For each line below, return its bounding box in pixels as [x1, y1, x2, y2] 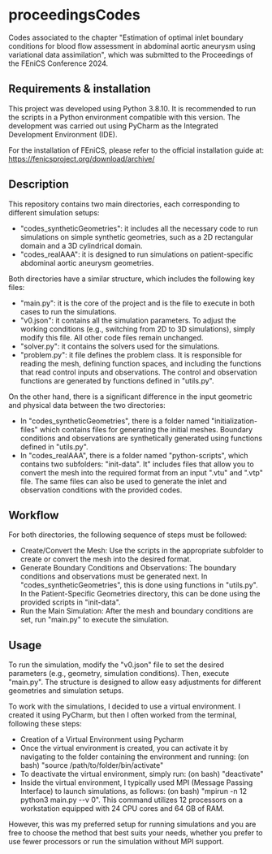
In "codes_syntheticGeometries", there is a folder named [19, 416, 209, 426]
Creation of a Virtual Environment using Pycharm [19, 735, 184, 744]
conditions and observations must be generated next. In [19, 571, 208, 582]
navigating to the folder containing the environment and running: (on [19, 752, 249, 761]
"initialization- [210, 416, 258, 426]
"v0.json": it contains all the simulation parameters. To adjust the [19, 315, 237, 325]
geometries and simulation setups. [8, 686, 124, 696]
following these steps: [8, 719, 83, 729]
